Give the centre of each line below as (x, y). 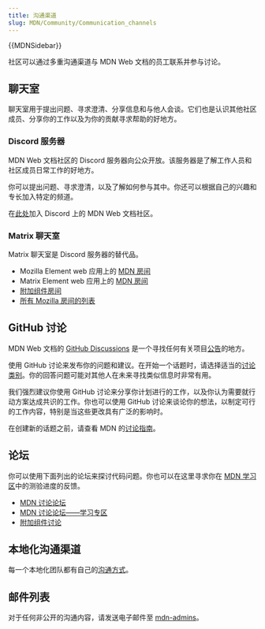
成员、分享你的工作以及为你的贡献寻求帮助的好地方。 (95, 119)
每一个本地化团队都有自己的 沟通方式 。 (70, 570)
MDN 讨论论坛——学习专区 (63, 512)
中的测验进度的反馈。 (50, 486)
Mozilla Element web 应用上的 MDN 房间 (85, 271)
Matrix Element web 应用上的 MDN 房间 (84, 281)
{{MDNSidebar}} (35, 45)
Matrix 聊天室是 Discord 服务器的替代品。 (76, 254)
